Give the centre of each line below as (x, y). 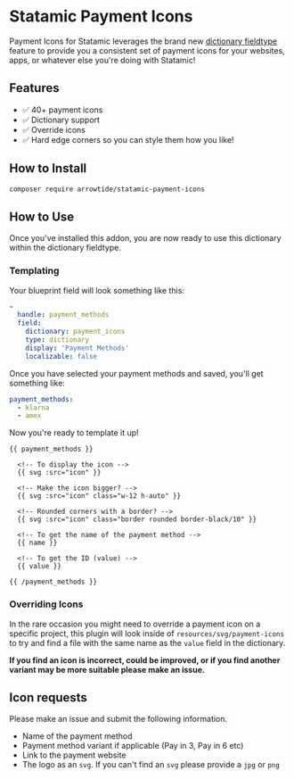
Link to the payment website (74, 755)
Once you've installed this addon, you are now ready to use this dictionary (146, 238)
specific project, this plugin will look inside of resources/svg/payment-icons (147, 633)
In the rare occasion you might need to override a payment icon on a (135, 624)
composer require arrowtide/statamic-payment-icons (107, 189)
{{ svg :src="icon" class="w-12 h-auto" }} (99, 496)
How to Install (48, 168)
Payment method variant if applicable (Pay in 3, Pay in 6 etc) (133, 746)
